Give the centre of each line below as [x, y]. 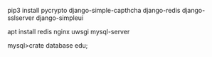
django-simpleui [60, 18]
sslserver [21, 18]
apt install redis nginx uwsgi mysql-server [69, 32]
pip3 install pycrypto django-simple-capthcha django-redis [94, 10]
